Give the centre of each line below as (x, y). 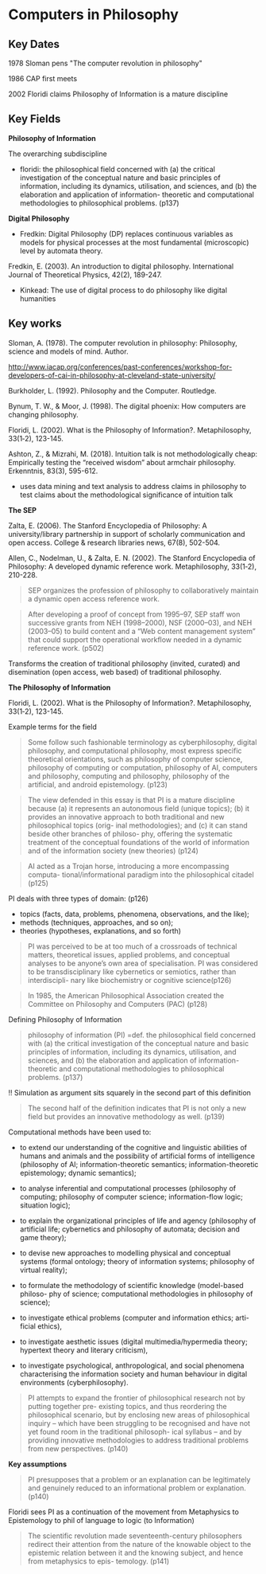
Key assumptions (38, 1464)
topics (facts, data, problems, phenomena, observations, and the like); (135, 914)
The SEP (23, 510)
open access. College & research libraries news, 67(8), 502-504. (114, 542)
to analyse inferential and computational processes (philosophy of (128, 1188)
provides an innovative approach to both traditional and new (126, 816)
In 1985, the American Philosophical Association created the (126, 995)
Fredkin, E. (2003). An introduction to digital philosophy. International (121, 266)
